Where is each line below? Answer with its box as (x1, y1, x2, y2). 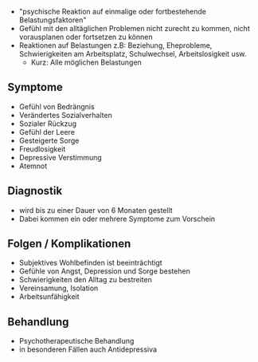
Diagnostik (7, 184, 63, 198)
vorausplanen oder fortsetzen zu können (18, 32, 153, 41)
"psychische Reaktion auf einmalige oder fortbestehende (18, 7, 206, 16)
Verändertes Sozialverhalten (18, 110, 112, 120)
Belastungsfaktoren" (18, 15, 87, 25)
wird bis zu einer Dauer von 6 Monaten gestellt (18, 205, 173, 214)
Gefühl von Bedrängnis (18, 101, 95, 111)
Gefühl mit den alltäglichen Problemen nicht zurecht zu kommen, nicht (18, 24, 250, 33)
